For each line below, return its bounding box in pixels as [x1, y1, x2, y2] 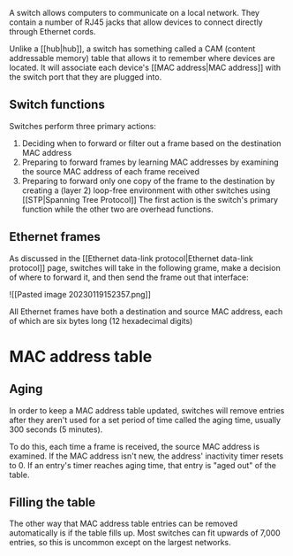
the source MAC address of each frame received [21, 166, 200, 176]
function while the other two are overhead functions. [21, 204, 214, 214]
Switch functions [9, 97, 106, 112]
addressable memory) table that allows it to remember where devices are [9, 53, 275, 63]
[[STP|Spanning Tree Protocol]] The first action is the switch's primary [21, 194, 279, 205]
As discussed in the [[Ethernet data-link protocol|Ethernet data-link [9, 252, 254, 264]
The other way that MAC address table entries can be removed [9, 518, 238, 529]
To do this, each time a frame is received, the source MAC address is [9, 441, 260, 452]
